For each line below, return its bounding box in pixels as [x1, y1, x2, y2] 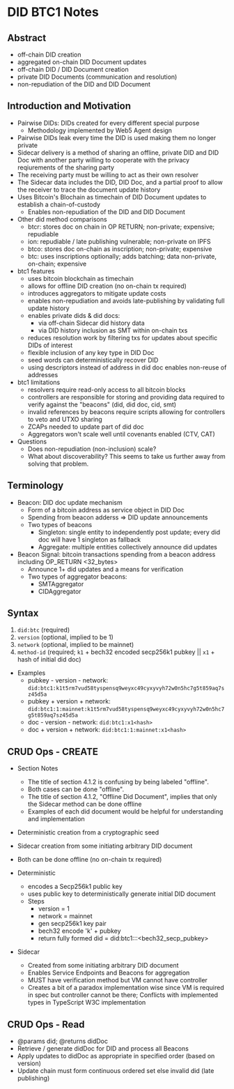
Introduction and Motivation [7, 100, 131, 112]
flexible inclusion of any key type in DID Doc [27, 348, 155, 356]
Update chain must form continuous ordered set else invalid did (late [17, 1067, 214, 1075]
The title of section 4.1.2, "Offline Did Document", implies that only [27, 793, 217, 801]
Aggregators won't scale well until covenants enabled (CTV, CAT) [27, 429, 216, 438]
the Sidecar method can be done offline [27, 800, 142, 809]
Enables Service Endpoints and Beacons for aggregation [27, 968, 190, 977]
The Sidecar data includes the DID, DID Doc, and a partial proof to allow [17, 178, 223, 186]
